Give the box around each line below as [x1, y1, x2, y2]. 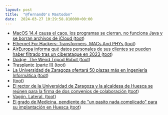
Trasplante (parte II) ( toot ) [12, 62, 66, 68]
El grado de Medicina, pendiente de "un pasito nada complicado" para [12, 99, 157, 105]
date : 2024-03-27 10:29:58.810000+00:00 [5, 16, 93, 21]
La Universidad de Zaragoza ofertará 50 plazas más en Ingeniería [12, 67, 147, 73]
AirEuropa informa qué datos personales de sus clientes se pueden [12, 46, 151, 52]
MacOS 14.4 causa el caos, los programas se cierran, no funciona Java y [12, 30, 163, 36]
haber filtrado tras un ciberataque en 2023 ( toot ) [12, 51, 113, 57]
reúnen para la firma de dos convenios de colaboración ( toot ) [12, 88, 139, 95]
